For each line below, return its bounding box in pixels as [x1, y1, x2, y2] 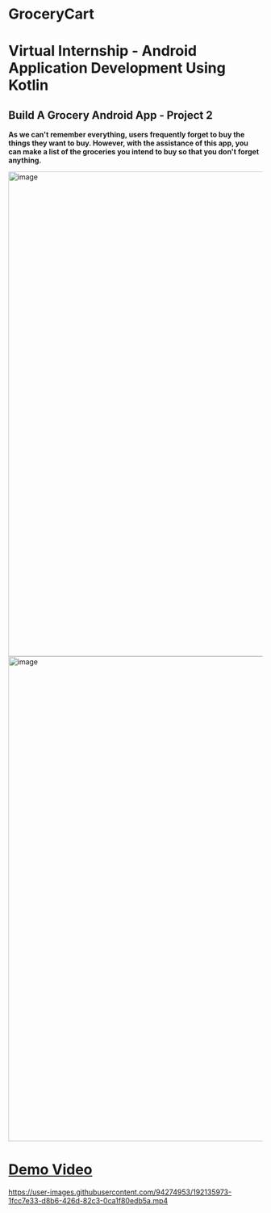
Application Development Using [8, 59, 226, 78]
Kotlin [8, 76, 49, 95]
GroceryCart [8, 5, 94, 23]
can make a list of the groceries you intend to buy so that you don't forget [8, 147, 260, 157]
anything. [8, 155, 42, 166]
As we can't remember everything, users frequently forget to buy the [8, 130, 245, 140]
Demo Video [8, 1160, 93, 1179]
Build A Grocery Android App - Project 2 [8, 108, 213, 122]
